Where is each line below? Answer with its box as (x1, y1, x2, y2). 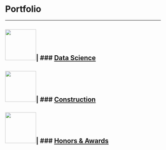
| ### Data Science (36, 54, 96, 62)
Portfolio (5, 3, 41, 15)
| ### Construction (36, 95, 96, 104)
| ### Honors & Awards (36, 137, 109, 145)
